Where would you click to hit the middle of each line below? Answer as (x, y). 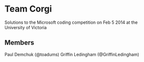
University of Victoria (26, 27)
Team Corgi (28, 9)
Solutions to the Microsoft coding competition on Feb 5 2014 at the (71, 22)
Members (19, 43)
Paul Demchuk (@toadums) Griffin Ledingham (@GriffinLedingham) (72, 54)
